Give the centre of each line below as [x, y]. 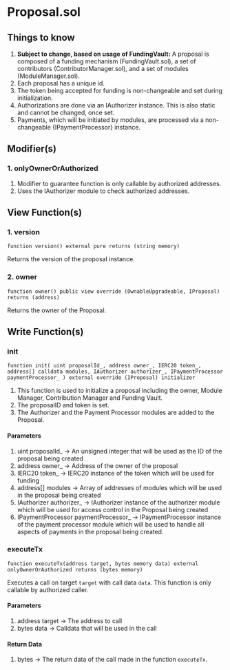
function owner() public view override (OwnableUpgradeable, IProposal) [114, 291]
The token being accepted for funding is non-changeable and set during [119, 91]
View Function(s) [45, 213]
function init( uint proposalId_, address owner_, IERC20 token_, [104, 366]
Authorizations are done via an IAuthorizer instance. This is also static [116, 105]
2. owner [22, 277]
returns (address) [33, 297]
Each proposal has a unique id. [61, 83]
